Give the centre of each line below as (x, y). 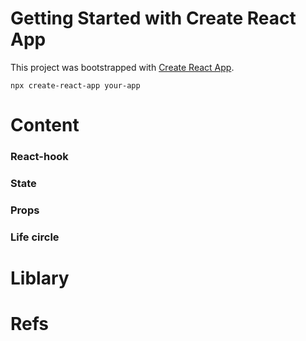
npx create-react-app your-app (75, 85)
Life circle (35, 237)
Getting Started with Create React (153, 18)
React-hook (39, 157)
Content (45, 125)
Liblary (40, 278)
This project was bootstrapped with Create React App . (122, 67)
